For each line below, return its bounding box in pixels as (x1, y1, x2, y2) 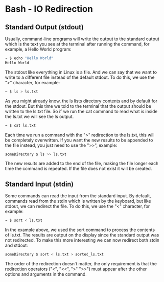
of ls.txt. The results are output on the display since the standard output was (5, 232, 159, 238)
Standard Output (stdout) (5, 23, 84, 31)
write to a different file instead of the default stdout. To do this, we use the (5, 74, 155, 80)
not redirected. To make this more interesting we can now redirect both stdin (5, 237, 160, 243)
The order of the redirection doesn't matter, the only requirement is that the (5, 260, 157, 266)
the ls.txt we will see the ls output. (5, 114, 74, 119)
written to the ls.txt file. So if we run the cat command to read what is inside (5, 108, 158, 114)
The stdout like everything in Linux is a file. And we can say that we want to (5, 69, 157, 75)
